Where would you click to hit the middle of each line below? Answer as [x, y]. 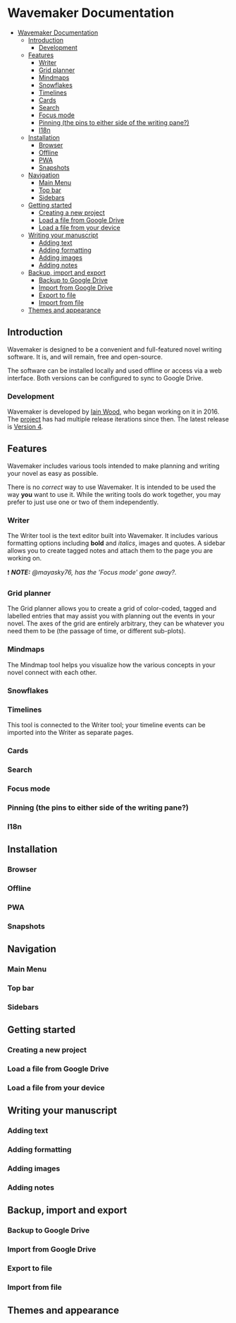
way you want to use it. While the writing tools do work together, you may [114, 494]
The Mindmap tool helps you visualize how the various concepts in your [112, 664]
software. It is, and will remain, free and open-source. [85, 357]
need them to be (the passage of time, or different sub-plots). [97, 631]
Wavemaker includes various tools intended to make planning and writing [113, 466]
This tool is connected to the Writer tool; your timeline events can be [106, 724]
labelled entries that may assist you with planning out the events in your [111, 616]
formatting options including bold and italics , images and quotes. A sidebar [116, 543]
